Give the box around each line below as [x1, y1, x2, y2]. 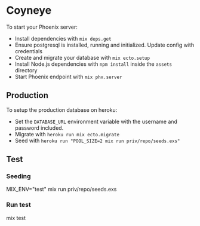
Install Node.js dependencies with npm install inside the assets [14, 60, 172, 68]
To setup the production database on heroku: [6, 106, 118, 114]
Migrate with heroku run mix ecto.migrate [14, 130, 120, 138]
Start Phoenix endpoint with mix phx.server [14, 73, 122, 80]
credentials [14, 47, 43, 54]
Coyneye [6, 4, 52, 17]
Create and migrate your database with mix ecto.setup [14, 54, 150, 61]
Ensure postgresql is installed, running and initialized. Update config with [14, 41, 195, 48]
